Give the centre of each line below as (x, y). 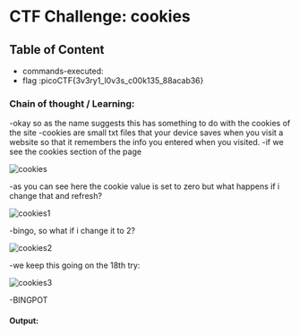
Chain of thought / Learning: (72, 103)
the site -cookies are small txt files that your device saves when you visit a (146, 133)
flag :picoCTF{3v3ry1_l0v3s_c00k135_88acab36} (113, 81)
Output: (24, 321)
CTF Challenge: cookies (100, 17)
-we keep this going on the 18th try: (75, 265)
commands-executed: (63, 71)
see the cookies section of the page (75, 152)
